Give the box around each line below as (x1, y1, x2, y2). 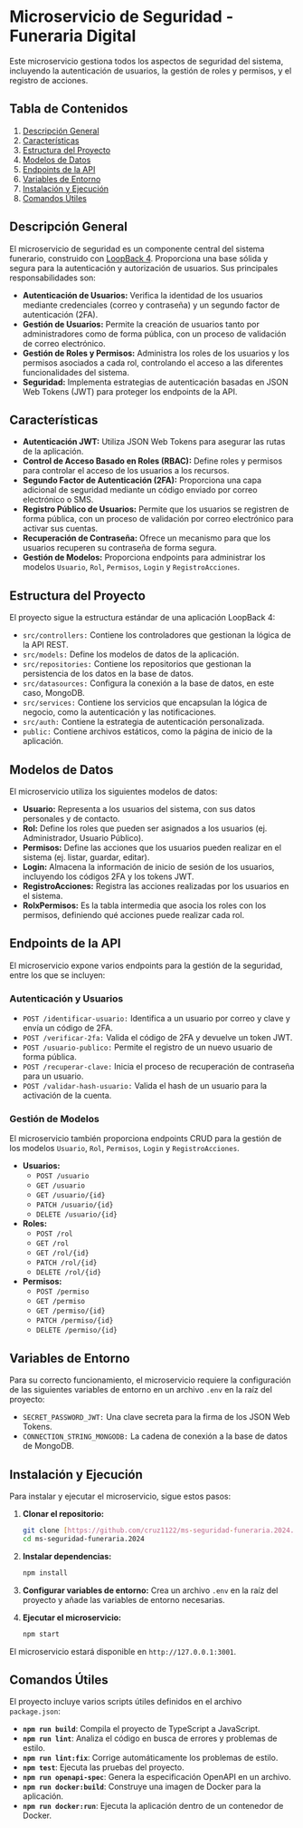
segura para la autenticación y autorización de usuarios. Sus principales (9, 262, 279, 273)
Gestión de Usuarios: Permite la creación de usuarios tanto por (22, 318, 260, 329)
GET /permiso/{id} (35, 1306, 106, 1316)
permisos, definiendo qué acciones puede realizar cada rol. (22, 910, 245, 920)
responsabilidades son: (9, 272, 97, 283)
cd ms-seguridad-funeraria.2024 (22, 1534, 145, 1543)
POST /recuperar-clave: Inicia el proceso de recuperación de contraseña (22, 1061, 295, 1072)
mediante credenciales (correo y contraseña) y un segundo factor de (22, 299, 280, 310)
